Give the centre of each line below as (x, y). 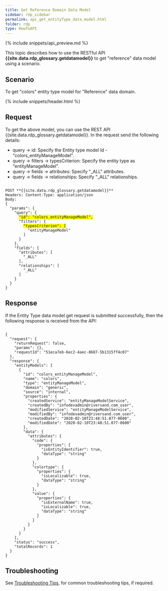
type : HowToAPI (21, 29)
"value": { (44, 494)
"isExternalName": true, (67, 502)
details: (13, 140)
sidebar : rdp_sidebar (28, 15)
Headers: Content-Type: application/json (49, 195)
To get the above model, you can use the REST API (58, 129)
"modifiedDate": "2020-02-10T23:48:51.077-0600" (79, 423)
